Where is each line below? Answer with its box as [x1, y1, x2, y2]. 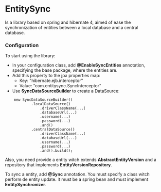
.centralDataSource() [31, 127, 75, 132]
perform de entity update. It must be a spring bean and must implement [5, 176, 148, 182]
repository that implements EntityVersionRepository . [5, 162, 112, 168]
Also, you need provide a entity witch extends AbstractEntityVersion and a [5, 157, 157, 163]
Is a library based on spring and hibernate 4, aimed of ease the [5, 19, 131, 25]
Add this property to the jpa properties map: [12, 73, 101, 79]
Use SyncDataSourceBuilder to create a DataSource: [12, 88, 120, 94]
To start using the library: [5, 53, 55, 59]
